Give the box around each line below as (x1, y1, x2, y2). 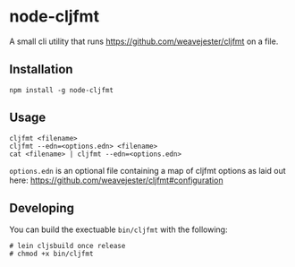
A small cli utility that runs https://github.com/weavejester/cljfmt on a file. (9, 36, 279, 47)
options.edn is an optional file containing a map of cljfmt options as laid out (9, 165, 286, 176)
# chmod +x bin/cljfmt (9, 249, 94, 259)
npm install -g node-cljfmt (9, 85, 114, 95)
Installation (9, 62, 73, 77)
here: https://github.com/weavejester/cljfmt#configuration (9, 175, 223, 185)
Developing (9, 200, 74, 216)
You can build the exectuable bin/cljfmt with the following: (9, 224, 228, 235)
